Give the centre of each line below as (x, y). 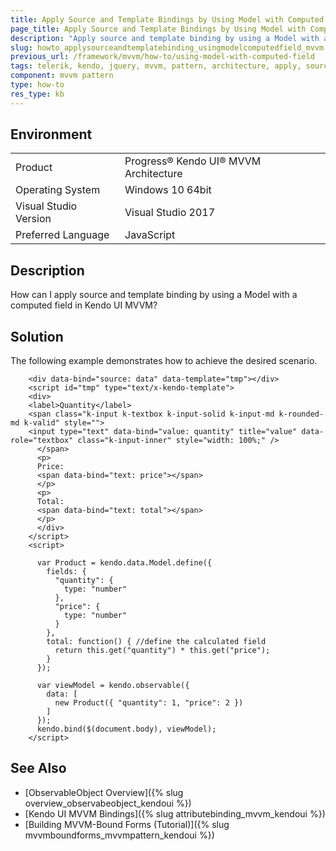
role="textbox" (42, 441)
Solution (37, 336)
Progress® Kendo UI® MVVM (193, 161)
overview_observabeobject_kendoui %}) (108, 803)
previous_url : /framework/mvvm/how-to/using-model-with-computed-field (162, 57)
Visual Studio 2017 (170, 213)
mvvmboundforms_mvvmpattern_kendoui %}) (119, 835)
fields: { (66, 572)
